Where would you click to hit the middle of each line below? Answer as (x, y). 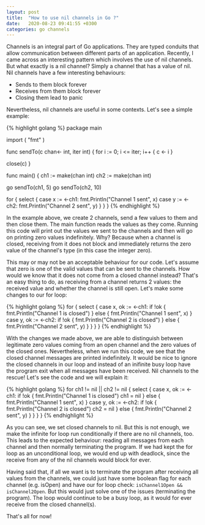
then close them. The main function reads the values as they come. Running (102, 224)
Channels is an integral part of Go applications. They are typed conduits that (102, 47)
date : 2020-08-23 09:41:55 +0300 (52, 23)
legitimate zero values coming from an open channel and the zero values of (102, 345)
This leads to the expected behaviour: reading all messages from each (95, 440)
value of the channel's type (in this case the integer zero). (79, 251)
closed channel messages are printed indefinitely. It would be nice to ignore (102, 358)
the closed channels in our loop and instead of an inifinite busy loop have (99, 364)
